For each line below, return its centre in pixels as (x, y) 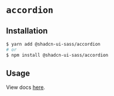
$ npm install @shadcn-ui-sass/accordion (57, 55)
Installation (27, 31)
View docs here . (26, 87)
